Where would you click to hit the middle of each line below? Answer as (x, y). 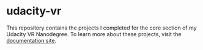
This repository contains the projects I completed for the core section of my (102, 28)
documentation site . (31, 40)
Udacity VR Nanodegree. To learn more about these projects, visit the (94, 34)
